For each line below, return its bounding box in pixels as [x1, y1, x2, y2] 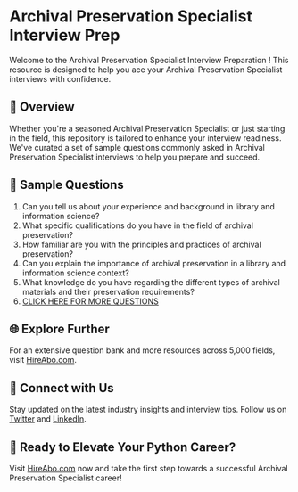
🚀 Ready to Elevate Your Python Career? [9, 439, 236, 455]
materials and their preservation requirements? [21, 286, 195, 297]
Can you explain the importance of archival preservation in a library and [21, 258, 286, 268]
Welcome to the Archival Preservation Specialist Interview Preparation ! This [9, 54, 289, 65]
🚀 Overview [9, 100, 75, 115]
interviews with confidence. [9, 73, 112, 84]
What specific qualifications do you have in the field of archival [21, 220, 254, 231]
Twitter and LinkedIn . [9, 414, 87, 424]
